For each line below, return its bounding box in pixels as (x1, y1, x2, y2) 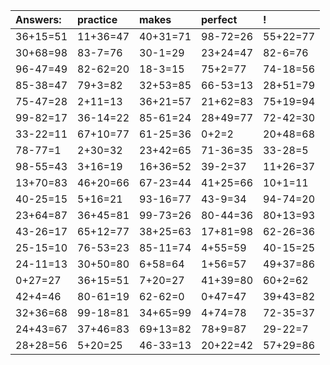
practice (77, 13, 118, 26)
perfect (201, 13, 238, 26)
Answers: (15, 13, 62, 26)
